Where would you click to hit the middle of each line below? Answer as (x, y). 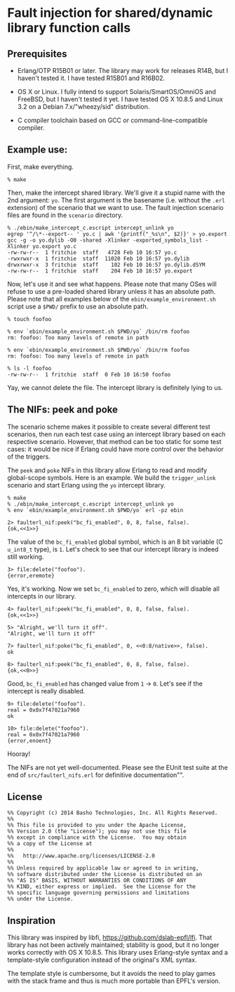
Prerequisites (37, 54)
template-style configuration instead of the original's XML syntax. (102, 960)
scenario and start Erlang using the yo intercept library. (87, 485)
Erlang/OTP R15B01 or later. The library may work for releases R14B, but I (123, 71)
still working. (26, 556)
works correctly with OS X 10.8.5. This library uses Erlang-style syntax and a (117, 953)
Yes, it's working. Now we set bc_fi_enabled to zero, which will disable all (113, 589)
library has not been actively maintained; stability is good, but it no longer (113, 945)
